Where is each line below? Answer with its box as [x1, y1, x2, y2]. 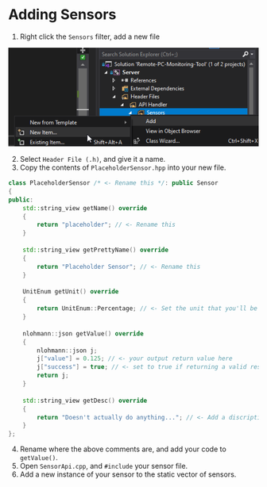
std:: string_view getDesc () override [22, 397, 148, 405]
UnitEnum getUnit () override [22, 288, 119, 296]
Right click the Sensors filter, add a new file [19, 32, 161, 41]
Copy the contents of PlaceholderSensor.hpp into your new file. [19, 163, 226, 172]
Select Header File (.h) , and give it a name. [19, 155, 166, 163]
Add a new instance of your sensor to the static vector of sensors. [19, 470, 237, 479]
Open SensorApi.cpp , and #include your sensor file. [19, 462, 188, 471]
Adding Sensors [8, 6, 117, 24]
